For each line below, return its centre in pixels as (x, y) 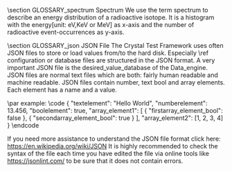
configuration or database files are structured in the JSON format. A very (111, 60)
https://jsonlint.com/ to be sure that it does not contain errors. (95, 161)
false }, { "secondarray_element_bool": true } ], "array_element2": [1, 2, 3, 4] (115, 118)
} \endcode (23, 125)
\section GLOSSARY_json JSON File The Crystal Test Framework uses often (115, 45)
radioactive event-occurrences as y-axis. (66, 32)
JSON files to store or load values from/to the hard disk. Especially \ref (108, 53)
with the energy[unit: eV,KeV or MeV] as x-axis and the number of (101, 25)
